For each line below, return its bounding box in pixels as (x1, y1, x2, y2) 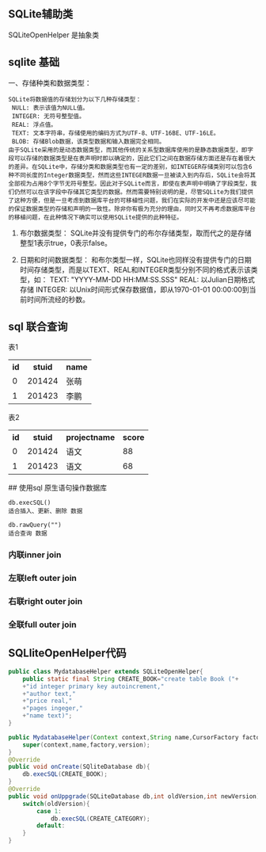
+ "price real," (22, 697, 73, 705)
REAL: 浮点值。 (11, 120, 57, 128)
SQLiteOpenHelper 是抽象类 (8, 30, 100, 40)
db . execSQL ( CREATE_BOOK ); (22, 770, 108, 778)
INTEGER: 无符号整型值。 (11, 112, 85, 120)
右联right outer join (8, 596, 83, 607)
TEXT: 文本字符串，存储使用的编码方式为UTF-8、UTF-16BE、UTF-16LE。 (11, 129, 220, 137)
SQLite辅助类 (8, 7, 74, 21)
